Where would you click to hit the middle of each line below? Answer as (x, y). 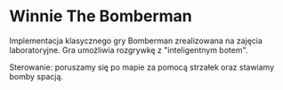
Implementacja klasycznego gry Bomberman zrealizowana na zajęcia (136, 41)
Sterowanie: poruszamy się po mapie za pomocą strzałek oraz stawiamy (142, 67)
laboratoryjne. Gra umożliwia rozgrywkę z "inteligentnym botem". (129, 49)
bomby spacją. (36, 76)
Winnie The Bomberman (101, 16)
